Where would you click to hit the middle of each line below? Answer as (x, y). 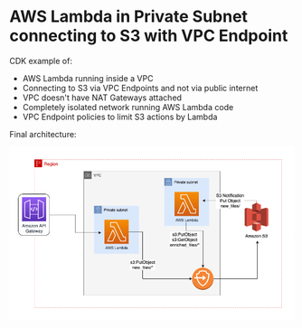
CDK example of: (41, 61)
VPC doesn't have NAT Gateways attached (102, 98)
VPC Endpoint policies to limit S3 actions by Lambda (120, 117)
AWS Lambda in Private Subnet (129, 17)
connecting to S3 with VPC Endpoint (149, 36)
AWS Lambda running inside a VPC (88, 78)
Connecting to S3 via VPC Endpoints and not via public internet (140, 88)
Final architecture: (43, 134)
